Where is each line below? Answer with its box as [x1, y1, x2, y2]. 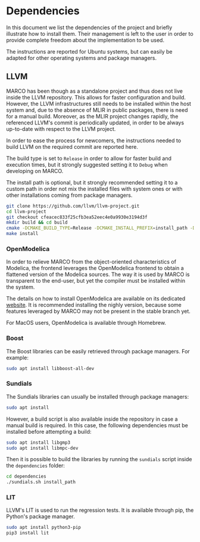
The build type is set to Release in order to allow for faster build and [6, 155, 171, 162]
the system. [6, 284, 35, 291]
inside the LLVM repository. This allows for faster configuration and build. [6, 93, 186, 101]
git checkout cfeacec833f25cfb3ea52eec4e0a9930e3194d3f [6, 214, 148, 220]
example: [6, 354, 29, 361]
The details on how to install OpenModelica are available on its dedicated [6, 295, 186, 302]
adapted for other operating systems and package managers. [6, 54, 157, 61]
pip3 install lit [6, 530, 49, 536]
